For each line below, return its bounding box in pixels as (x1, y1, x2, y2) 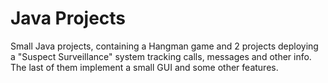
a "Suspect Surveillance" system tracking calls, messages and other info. (10, 50, 312, 62)
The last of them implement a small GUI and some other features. (10, 61, 279, 73)
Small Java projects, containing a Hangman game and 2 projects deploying (10, 40, 319, 52)
